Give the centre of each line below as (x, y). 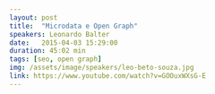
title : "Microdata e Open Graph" (74, 26)
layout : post (34, 17)
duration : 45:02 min (48, 51)
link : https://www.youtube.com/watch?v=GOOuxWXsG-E (107, 76)
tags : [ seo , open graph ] (56, 59)
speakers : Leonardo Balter (60, 34)
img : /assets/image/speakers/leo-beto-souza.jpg (102, 68)
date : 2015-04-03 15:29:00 (64, 43)
